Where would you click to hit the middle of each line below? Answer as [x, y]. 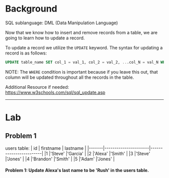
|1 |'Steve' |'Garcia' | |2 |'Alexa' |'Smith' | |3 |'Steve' [97, 153]
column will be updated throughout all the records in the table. [70, 77]
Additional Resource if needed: [37, 87]
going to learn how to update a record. [45, 38]
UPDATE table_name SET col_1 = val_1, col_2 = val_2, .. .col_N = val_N [82, 62]
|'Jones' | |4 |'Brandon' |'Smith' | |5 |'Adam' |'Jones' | [60, 159]
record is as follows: [26, 53]
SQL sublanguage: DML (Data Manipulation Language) [62, 23]
